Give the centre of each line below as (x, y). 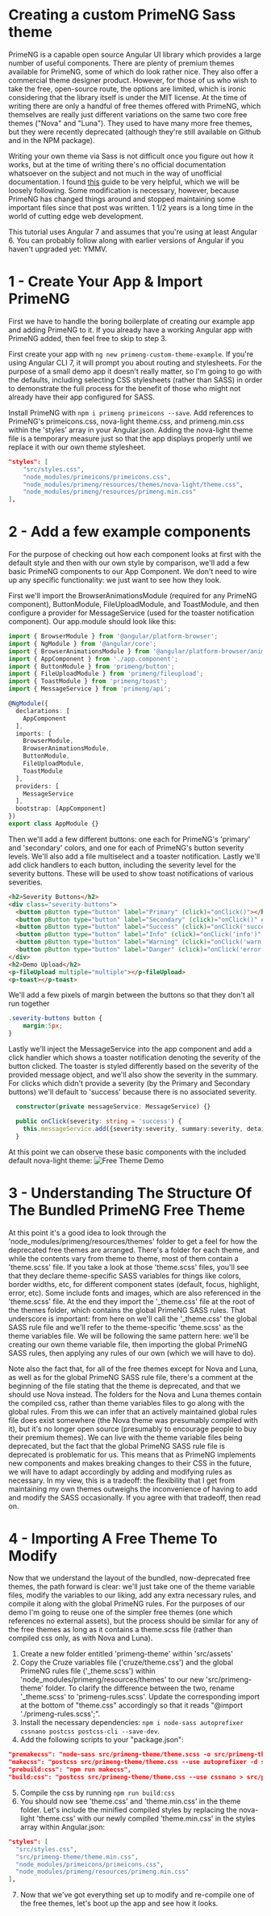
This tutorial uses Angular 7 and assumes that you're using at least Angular (133, 231)
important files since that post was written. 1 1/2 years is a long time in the (131, 207)
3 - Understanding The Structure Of (130, 1193)
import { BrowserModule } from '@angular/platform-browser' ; (113, 636)
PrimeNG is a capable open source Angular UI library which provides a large (135, 54)
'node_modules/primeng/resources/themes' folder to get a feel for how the (133, 1241)
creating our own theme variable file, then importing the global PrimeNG (128, 1344)
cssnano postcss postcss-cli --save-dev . (90, 1731)
